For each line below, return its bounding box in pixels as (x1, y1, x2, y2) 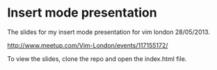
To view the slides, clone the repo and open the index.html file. (7, 54, 187, 63)
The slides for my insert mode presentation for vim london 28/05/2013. (7, 28, 211, 36)
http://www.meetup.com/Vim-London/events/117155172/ (7, 41, 168, 49)
